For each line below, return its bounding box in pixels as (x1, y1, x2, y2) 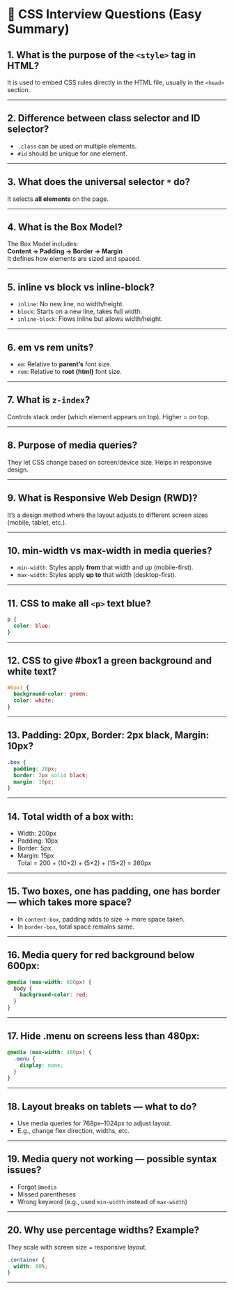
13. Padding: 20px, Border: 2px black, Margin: (7, 729, 210, 742)
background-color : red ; (19, 991, 89, 998)
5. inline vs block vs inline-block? (7, 281, 155, 293)
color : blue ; (13, 622, 52, 629)
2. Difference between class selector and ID (7, 112, 201, 124)
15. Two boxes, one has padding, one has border (7, 885, 221, 897)
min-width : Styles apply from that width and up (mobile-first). (17, 563, 194, 571)
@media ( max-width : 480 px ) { (7, 1049, 92, 1056)
